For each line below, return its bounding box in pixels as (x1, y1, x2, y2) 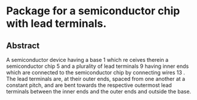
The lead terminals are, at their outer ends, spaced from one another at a (6, 76, 186, 82)
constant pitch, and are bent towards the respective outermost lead (6, 82, 172, 89)
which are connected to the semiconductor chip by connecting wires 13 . (6, 69, 185, 76)
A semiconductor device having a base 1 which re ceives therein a (6, 57, 169, 63)
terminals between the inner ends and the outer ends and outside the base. (6, 88, 192, 95)
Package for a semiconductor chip (6, 4, 180, 18)
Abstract (6, 40, 40, 51)
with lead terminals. (6, 17, 107, 30)
